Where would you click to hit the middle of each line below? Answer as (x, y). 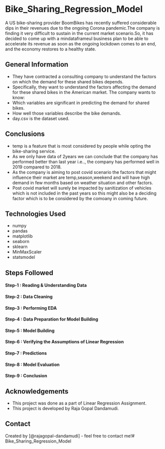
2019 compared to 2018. (37, 167)
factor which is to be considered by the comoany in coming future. (80, 198)
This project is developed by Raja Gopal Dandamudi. (65, 408)
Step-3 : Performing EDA (31, 308)
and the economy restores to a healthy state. (51, 49)
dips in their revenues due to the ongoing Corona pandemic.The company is (82, 28)
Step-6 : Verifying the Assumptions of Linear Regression (64, 342)
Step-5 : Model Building (30, 330)
